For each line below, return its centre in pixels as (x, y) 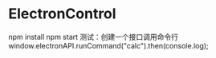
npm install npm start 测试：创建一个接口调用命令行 (94, 37)
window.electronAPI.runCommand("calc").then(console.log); (108, 45)
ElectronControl (62, 14)
